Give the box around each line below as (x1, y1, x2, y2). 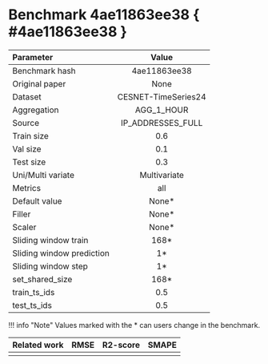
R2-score (102, 339, 140, 350)
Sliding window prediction (12, 247, 110, 258)
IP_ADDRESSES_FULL (120, 117, 203, 128)
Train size (12, 130, 50, 141)
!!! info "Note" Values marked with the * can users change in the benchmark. (8, 320, 261, 330)
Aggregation (12, 104, 59, 115)
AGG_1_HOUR (134, 104, 189, 115)
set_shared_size (12, 273, 73, 285)
